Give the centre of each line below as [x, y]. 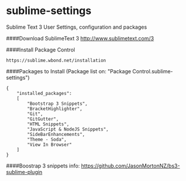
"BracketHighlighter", [55, 109]
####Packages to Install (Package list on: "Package [69, 71]
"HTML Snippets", [48, 124]
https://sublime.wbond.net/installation [56, 60]
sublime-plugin [24, 172]
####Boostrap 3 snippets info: [43, 166]
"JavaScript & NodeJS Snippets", [68, 129]
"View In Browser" [50, 145]
